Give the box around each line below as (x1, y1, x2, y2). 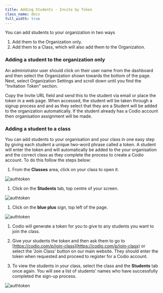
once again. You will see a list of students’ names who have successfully (12, 268, 158, 273)
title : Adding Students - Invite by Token (5, 7, 92, 12)
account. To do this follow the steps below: (5, 157, 91, 163)
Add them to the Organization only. (12, 39, 82, 45)
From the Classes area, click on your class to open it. (12, 166, 119, 172)
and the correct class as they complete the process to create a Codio (5, 152, 144, 157)
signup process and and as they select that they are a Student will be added (5, 103, 157, 109)
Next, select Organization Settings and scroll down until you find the (5, 78, 142, 83)
